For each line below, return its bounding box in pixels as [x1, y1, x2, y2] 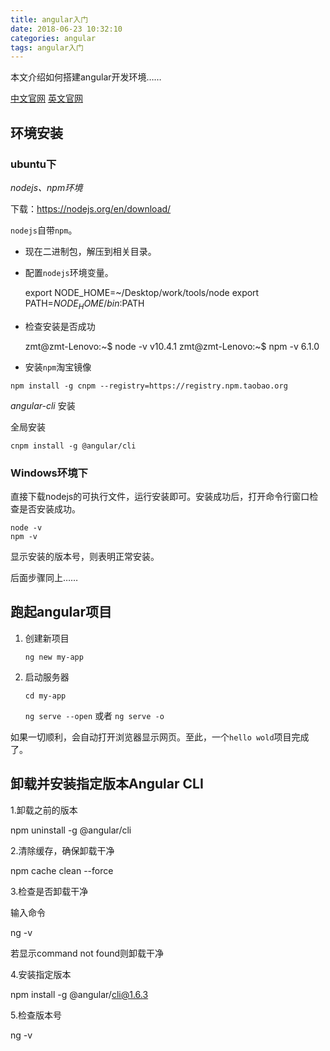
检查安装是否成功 [24, 320, 96, 332]
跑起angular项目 [10, 604, 113, 621]
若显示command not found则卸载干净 [10, 947, 165, 959]
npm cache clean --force [10, 864, 114, 876]
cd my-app [24, 691, 67, 701]
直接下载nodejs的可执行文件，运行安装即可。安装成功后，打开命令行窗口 [10, 491, 310, 503]
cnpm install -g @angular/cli [10, 441, 137, 451]
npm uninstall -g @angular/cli [10, 824, 132, 836]
